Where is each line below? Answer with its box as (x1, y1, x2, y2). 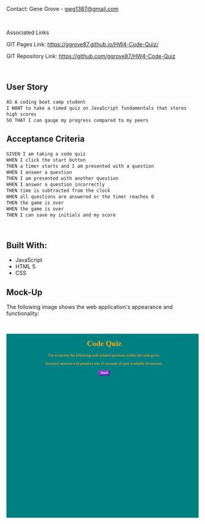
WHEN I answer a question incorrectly (6, 181, 105, 187)
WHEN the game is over (6, 206, 64, 212)
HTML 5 (15, 263, 36, 271)
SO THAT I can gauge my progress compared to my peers (6, 117, 149, 123)
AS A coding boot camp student (6, 99, 86, 105)
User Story (6, 82, 48, 92)
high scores (6, 111, 37, 117)
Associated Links (6, 29, 49, 36)
